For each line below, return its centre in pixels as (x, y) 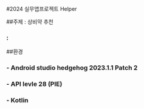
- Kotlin (17, 101)
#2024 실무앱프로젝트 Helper (42, 9)
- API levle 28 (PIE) (34, 84)
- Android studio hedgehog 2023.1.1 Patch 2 (72, 68)
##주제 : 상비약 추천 (30, 22)
